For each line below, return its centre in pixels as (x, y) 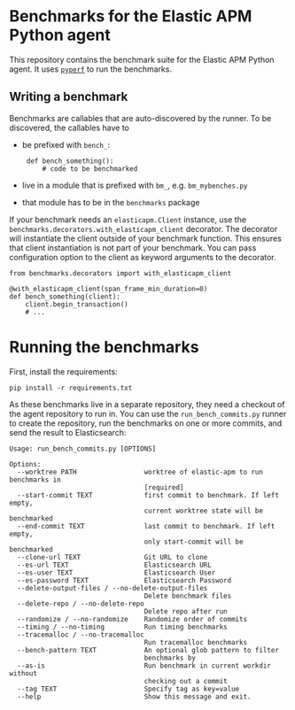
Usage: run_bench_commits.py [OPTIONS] (83, 449)
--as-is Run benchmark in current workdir (144, 666)
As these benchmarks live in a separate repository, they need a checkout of (147, 404)
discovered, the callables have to (70, 127)
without (23, 673)
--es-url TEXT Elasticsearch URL (115, 565)
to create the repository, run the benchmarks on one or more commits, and (146, 423)
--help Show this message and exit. (134, 697)
